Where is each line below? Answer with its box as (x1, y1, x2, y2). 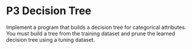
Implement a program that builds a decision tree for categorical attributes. (6, 24, 187, 31)
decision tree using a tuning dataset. (6, 36, 95, 43)
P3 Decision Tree (6, 4, 92, 18)
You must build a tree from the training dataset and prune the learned (6, 30, 175, 37)
